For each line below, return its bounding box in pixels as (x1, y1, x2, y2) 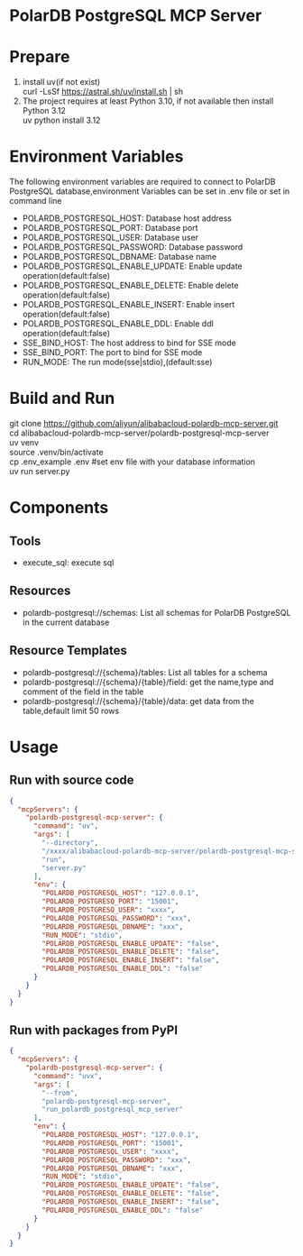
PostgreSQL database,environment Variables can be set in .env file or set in (9, 186, 290, 197)
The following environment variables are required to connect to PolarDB (9, 177, 276, 188)
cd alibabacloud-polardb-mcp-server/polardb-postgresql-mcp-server (9, 427, 270, 438)
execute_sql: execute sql (22, 557, 115, 568)
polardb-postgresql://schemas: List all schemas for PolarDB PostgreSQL (22, 607, 291, 618)
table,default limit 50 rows (22, 705, 120, 716)
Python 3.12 (22, 105, 66, 116)
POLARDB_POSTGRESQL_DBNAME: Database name (22, 252, 217, 262)
